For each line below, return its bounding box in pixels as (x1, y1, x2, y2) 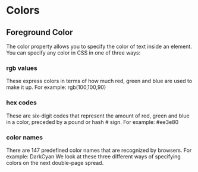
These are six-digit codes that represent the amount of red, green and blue (6, 112, 190, 119)
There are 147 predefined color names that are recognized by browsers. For (6, 146, 192, 154)
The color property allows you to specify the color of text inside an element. (6, 43, 192, 50)
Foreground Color (6, 27, 73, 37)
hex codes (6, 98, 37, 107)
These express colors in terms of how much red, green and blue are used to (6, 78, 193, 85)
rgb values (6, 63, 37, 72)
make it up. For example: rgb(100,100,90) (6, 84, 106, 91)
